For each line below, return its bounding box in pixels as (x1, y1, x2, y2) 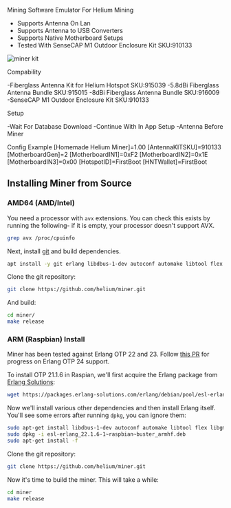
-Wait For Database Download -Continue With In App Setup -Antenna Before (7, 123, 223, 130)
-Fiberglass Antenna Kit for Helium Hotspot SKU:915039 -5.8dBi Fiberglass (7, 81, 219, 89)
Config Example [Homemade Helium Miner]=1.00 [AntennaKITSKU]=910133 (7, 143, 221, 151)
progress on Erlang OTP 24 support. (7, 357, 110, 366)
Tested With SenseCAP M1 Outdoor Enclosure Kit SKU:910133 (16, 41, 192, 49)
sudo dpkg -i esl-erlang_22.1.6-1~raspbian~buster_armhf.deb (7, 431, 186, 438)
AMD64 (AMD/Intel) (7, 198, 76, 208)
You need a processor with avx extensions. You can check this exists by (7, 213, 211, 222)
